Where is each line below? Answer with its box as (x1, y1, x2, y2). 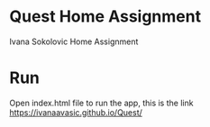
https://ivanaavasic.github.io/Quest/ (9, 106, 142, 118)
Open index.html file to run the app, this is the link (9, 97, 194, 108)
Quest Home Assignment (9, 6, 201, 27)
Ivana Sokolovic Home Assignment (9, 36, 139, 47)
